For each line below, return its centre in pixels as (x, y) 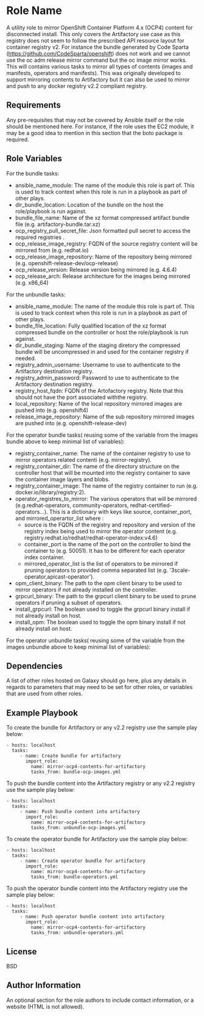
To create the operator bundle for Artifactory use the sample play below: (97, 839)
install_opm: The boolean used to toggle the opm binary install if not (100, 622)
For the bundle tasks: (33, 173)
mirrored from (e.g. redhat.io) (52, 250)
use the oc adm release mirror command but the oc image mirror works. (97, 60)
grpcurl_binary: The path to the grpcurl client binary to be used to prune (106, 596)
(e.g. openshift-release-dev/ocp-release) (67, 263)
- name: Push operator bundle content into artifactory (92, 917)
